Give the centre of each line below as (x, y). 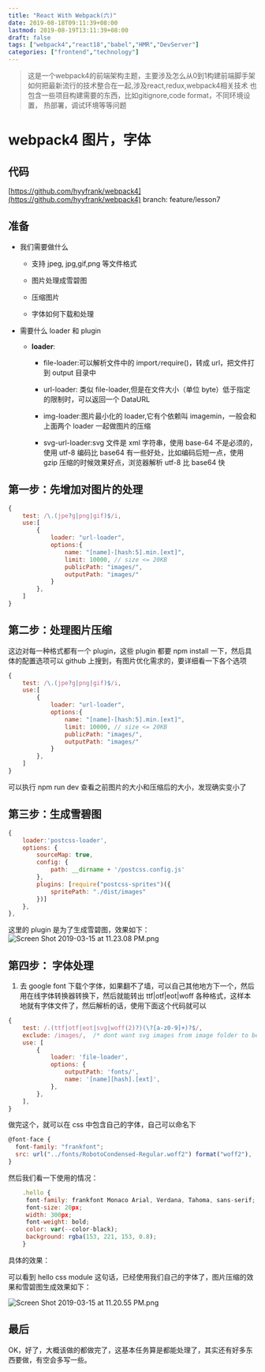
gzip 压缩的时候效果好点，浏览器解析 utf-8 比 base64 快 (134, 462)
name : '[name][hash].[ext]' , (112, 1080)
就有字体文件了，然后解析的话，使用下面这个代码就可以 (116, 1006)
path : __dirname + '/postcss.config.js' (118, 870)
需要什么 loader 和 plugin (60, 330)
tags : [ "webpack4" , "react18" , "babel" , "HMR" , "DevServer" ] (104, 45)
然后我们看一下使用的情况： (53, 1178)
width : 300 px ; (49, 1215)
